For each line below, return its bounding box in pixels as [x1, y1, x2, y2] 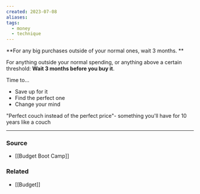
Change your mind [14, 101, 61, 108]
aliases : [6, 14, 28, 20]
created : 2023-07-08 [6, 8, 58, 15]
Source [6, 139, 28, 148]
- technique [11, 31, 42, 37]
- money [11, 25, 31, 32]
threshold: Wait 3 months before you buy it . [6, 65, 115, 72]
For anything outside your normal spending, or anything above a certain [6, 59, 182, 66]
